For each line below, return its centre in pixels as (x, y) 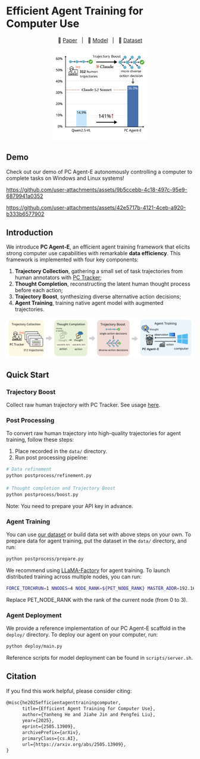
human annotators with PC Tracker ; (58, 278)
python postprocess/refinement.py (49, 476)
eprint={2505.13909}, (49, 726)
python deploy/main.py (34, 646)
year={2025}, (38, 720)
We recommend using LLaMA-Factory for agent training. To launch (88, 570)
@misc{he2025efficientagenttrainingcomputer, (63, 703)
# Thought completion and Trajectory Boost (61, 488)
